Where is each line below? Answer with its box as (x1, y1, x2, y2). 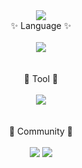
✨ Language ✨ (10, 20, 72, 31)
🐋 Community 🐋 (8, 125, 74, 137)
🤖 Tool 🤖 (23, 73, 59, 84)
